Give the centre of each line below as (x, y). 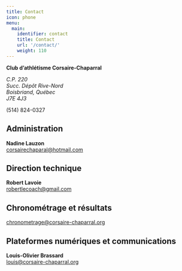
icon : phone (21, 17)
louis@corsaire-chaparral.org (43, 262)
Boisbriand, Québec (31, 92)
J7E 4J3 (16, 98)
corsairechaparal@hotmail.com (45, 150)
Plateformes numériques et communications (91, 241)
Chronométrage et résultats (59, 208)
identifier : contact (43, 34)
